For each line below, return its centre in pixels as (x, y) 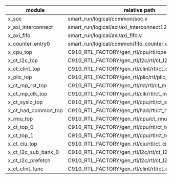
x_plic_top (20, 77)
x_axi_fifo (19, 35)
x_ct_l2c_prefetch (29, 160)
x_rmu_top (20, 119)
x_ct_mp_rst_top (27, 85)
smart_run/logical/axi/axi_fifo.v (105, 35)
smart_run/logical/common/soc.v (107, 19)
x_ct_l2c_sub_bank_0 (34, 152)
